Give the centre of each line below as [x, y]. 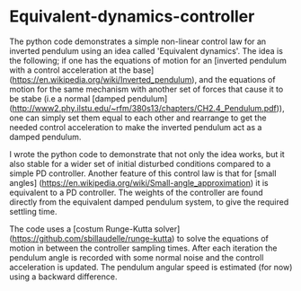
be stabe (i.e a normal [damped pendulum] [89, 98]
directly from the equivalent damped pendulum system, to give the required [149, 202]
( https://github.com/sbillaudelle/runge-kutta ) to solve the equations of [139, 238]
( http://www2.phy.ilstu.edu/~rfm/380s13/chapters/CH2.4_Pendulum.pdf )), [147, 108]
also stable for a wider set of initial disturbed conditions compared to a [140, 163]
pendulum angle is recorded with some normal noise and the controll [137, 257]
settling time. [33, 211]
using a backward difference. [63, 277]
